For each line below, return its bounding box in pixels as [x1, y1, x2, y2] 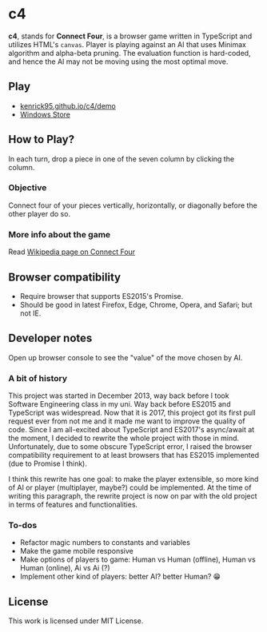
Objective [8, 182, 47, 193]
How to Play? [8, 133, 74, 146]
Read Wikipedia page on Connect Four [8, 247, 136, 256]
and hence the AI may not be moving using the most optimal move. [8, 57, 229, 66]
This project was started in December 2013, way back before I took [8, 391, 229, 400]
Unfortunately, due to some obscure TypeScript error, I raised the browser [8, 442, 253, 451]
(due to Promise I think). [8, 459, 88, 468]
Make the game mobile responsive [19, 547, 134, 556]
